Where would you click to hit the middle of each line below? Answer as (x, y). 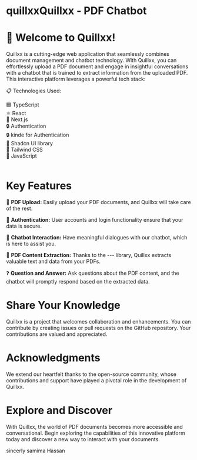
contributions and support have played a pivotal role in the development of (96, 380)
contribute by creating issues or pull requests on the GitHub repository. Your (98, 328)
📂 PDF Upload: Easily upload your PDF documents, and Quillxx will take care (98, 202)
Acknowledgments (54, 358)
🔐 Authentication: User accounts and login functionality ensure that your (95, 220)
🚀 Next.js (17, 119)
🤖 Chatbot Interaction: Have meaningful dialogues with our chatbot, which (97, 238)
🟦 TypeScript (23, 105)
